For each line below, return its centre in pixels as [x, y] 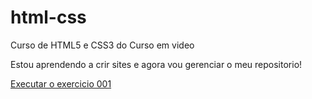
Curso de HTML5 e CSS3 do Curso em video [102, 45]
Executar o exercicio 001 [61, 83]
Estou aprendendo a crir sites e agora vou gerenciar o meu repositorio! [156, 64]
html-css [48, 17]
